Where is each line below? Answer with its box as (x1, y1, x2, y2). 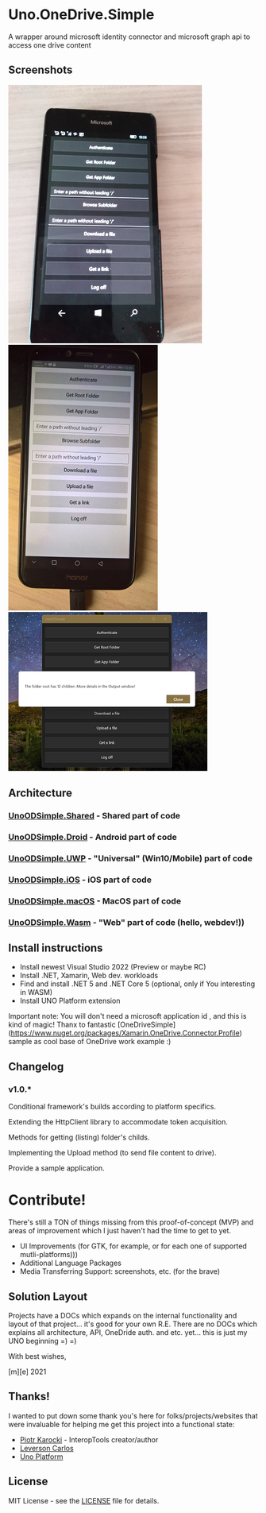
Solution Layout (8, 1290, 88, 1303)
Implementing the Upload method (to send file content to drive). (8, 1148, 217, 1158)
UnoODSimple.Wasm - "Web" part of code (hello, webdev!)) (8, 916, 245, 927)
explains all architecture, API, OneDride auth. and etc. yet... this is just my (8, 1327, 248, 1337)
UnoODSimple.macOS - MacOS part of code (8, 896, 181, 907)
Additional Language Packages (19, 1258, 121, 1268)
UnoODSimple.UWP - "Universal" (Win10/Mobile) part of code (8, 853, 253, 864)
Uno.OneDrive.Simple (8, 6, 155, 24)
